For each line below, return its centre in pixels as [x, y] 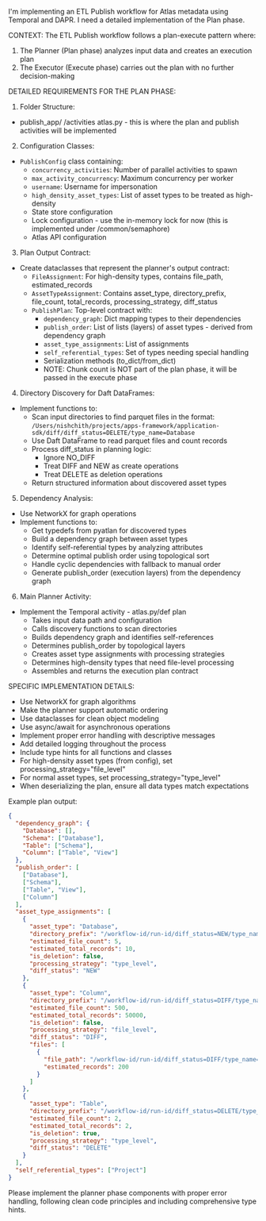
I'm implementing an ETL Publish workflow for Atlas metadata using [118, 12]
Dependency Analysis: [56, 498]
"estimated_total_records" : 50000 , [88, 1015]
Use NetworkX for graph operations [78, 514]
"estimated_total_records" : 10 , [82, 949]
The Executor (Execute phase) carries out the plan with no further [127, 67]
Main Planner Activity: [55, 596]
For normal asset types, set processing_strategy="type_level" [120, 778]
